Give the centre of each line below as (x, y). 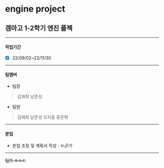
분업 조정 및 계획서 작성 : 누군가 (42, 145)
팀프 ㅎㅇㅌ (16, 160)
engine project (35, 9)
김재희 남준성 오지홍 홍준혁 (42, 117)
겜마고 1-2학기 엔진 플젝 (39, 28)
